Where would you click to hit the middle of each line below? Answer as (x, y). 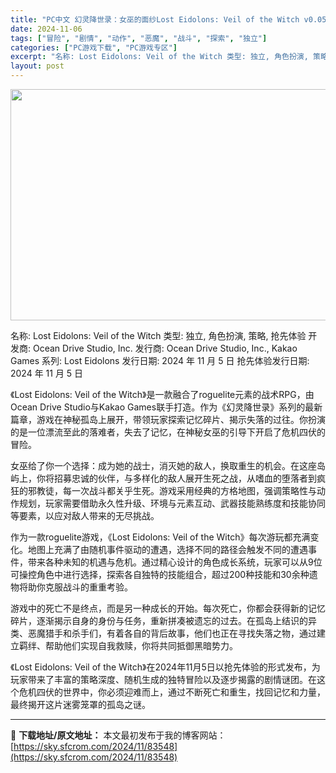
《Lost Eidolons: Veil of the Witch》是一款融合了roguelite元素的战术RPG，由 (162, 394)
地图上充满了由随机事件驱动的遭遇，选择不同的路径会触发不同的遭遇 (167, 549)
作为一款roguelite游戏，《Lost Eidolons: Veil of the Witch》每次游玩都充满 (160, 537)
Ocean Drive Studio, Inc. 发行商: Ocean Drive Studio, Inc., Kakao (165, 348)
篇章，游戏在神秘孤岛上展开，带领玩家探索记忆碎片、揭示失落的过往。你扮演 (168, 419)
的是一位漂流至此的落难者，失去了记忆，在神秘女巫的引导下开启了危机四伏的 (168, 432)
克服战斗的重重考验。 (88, 587)
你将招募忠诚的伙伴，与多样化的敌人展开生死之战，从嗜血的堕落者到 (176, 478)
